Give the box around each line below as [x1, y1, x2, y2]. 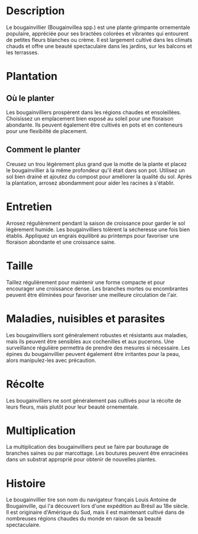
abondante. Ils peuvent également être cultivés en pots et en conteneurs [6, 121, 183, 128]
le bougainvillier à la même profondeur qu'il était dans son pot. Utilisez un [6, 167, 185, 174]
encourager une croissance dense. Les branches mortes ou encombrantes [6, 285, 189, 292]
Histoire [6, 477, 46, 490]
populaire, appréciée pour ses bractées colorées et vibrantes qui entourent [6, 30, 189, 37]
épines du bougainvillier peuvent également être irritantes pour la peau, [6, 350, 180, 357]
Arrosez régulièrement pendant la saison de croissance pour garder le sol [6, 219, 186, 226]
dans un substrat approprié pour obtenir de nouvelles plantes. [6, 456, 157, 463]
